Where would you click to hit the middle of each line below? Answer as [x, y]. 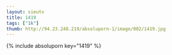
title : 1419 [21, 18]
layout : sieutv [25, 12]
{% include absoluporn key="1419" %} [54, 46]
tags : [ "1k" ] [23, 23]
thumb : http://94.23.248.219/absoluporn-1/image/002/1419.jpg [86, 29]
